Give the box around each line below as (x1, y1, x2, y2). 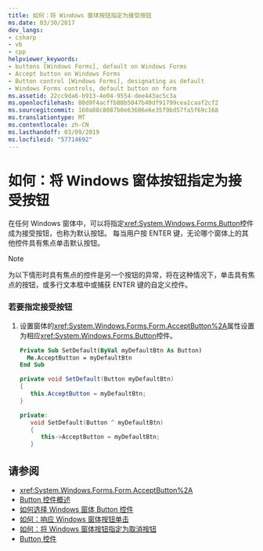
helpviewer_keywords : (8, 56, 79, 64)
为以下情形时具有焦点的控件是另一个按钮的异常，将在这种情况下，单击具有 (8, 270, 248, 279)
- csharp (8, 33, 37, 42)
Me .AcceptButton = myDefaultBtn (27, 354, 132, 362)
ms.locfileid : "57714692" (8, 135, 92, 144)
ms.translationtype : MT (8, 114, 86, 122)
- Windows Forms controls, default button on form (8, 84, 177, 93)
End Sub (19, 361, 45, 369)
